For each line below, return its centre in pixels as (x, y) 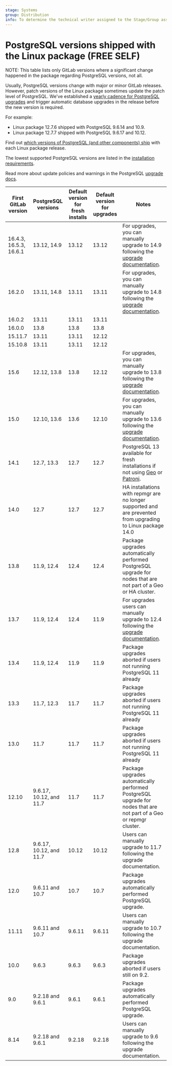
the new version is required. (35, 107)
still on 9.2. (136, 975)
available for (137, 453)
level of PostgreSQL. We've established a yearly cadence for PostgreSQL (82, 97)
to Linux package (143, 526)
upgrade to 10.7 (142, 928)
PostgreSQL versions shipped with (81, 45)
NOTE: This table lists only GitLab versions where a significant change (79, 70)
